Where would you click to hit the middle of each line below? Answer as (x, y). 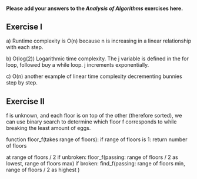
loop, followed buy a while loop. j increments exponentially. (78, 65)
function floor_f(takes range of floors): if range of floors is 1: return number (97, 139)
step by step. (22, 83)
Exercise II (26, 101)
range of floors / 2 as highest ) (43, 170)
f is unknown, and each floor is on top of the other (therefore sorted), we (94, 116)
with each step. (25, 47)
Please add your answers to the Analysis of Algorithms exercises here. (95, 8)
